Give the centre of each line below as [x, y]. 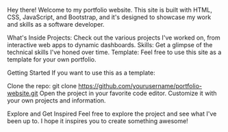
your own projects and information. [56, 101]
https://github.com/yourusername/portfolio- [140, 86]
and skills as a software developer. [56, 24]
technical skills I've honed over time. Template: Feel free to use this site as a [114, 52]
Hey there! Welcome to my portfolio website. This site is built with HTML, [110, 10]
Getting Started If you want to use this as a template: [81, 72]
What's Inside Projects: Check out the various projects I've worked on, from [114, 38]
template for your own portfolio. [52, 60]
